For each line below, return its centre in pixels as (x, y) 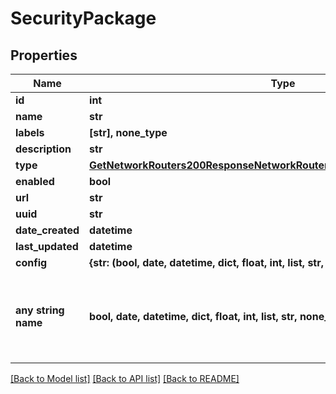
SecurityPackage (83, 18)
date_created (47, 230)
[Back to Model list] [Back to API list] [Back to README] (125, 378)
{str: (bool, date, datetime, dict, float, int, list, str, (207, 262)
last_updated (47, 246)
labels (30, 132)
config (31, 262)
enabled (35, 181)
